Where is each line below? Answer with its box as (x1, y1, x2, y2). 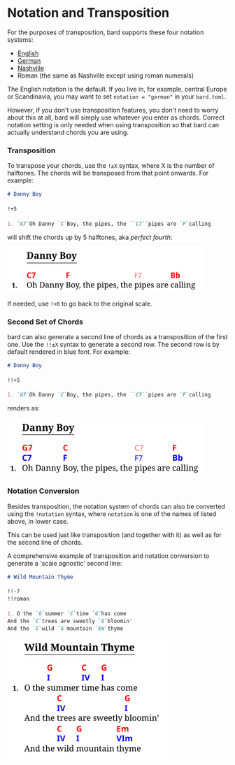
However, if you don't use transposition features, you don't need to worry (7, 106, 219, 114)
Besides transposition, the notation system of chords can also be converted (7, 502, 225, 510)
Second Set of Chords (7, 317, 84, 327)
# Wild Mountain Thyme (7, 573, 73, 580)
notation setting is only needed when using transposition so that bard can (7, 120, 220, 129)
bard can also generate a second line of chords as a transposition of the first (7, 332, 228, 341)
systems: (7, 35, 34, 43)
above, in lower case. (7, 517, 69, 525)
